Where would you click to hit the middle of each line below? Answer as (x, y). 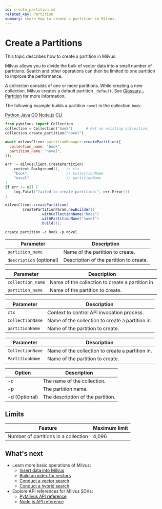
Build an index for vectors (45, 476)
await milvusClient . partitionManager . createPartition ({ (63, 142)
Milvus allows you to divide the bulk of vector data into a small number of (79, 66)
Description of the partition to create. (105, 260)
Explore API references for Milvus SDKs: (52, 491)
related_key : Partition (29, 14)
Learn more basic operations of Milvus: (51, 465)
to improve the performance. (34, 76)
